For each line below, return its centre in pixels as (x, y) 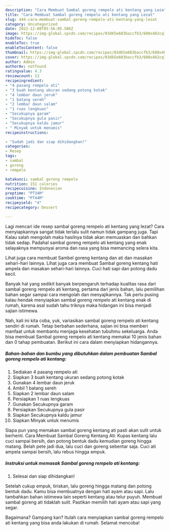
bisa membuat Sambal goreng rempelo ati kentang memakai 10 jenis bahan (83, 337)
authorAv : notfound (26, 66)
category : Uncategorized (31, 24)
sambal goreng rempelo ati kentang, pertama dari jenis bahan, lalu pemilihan (85, 289)
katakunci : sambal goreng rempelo (42, 179)
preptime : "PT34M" (25, 193)
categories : (18, 147)
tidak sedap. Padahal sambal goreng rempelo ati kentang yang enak (76, 242)
